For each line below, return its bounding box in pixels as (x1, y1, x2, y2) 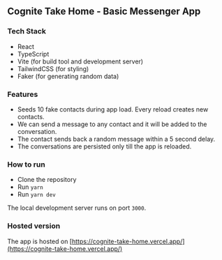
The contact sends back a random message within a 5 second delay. (17, 135, 216, 143)
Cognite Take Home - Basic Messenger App (7, 6, 201, 17)
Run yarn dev (17, 190, 56, 199)
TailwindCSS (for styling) (17, 64, 89, 72)
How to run (7, 160, 45, 169)
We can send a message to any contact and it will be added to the (17, 120, 207, 128)
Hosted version (7, 221, 61, 231)
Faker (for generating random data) (17, 72, 119, 80)
